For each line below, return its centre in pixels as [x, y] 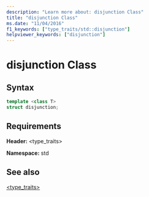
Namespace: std [28, 153]
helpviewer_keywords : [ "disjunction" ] [56, 35]
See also [23, 172]
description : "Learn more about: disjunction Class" [75, 12]
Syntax [20, 87]
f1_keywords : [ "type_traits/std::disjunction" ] [68, 29]
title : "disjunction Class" [42, 18]
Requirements [34, 126]
